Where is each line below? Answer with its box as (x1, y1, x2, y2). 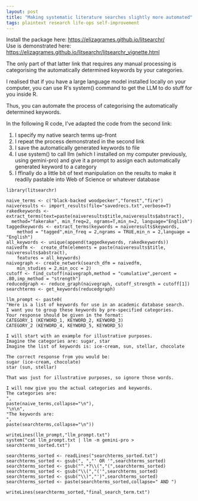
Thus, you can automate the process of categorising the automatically (6, 102, 178, 109)
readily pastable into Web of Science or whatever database (14, 176, 160, 183)
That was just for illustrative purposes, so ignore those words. (6, 375, 174, 381)
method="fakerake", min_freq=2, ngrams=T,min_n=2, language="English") (11, 218, 193, 225)
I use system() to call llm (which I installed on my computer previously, (14, 151, 187, 158)
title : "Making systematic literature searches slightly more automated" (6, 14, 193, 20)
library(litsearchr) (6, 187, 58, 193)
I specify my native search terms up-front (14, 131, 117, 139)
